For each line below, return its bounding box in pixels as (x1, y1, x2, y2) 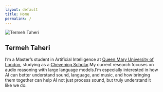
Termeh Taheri (5, 43, 50, 52)
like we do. (5, 82, 27, 88)
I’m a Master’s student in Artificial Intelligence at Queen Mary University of (5, 56, 154, 62)
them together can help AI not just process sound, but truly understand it (5, 77, 151, 83)
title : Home (5, 12, 29, 17)
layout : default (5, 7, 38, 12)
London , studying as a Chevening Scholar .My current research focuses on (5, 62, 154, 68)
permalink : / (5, 16, 32, 21)
